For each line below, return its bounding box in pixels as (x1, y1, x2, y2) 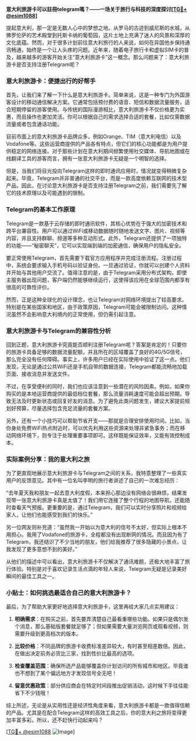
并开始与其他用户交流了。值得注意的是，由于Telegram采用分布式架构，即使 (6, 269, 187, 276)
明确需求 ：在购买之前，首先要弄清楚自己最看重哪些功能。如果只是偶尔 (14, 616, 184, 623)
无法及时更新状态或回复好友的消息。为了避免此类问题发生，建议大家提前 (10, 397, 185, 404)
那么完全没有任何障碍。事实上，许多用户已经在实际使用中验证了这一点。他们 (6, 355, 190, 362)
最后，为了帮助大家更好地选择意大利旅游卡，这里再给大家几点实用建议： (6, 603, 180, 610)
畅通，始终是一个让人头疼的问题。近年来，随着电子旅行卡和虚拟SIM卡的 (10, 46, 184, 53)
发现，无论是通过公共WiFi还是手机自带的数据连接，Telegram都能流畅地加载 (6, 363, 188, 370)
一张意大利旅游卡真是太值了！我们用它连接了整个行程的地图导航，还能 (16, 497, 185, 504)
